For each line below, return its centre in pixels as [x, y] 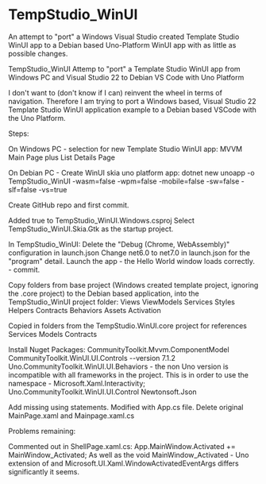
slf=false [23, 189]
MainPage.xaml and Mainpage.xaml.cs [71, 416]
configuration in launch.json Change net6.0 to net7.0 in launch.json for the [129, 253]
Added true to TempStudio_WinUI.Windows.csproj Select [101, 220]
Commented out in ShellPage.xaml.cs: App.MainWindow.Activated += [122, 446]
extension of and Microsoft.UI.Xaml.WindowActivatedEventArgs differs [124, 463]
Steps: [19, 134]
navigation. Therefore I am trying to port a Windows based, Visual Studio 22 [132, 101]
